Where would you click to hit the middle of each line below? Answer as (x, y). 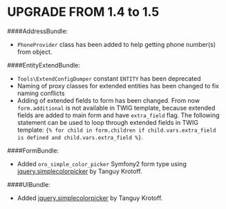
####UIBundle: (29, 184)
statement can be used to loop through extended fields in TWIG (108, 122)
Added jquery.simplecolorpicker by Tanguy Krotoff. (90, 198)
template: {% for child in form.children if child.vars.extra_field (116, 130)
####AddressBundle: (38, 31)
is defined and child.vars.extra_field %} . (80, 137)
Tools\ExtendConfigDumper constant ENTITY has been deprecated (109, 78)
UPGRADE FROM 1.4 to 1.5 (83, 12)
